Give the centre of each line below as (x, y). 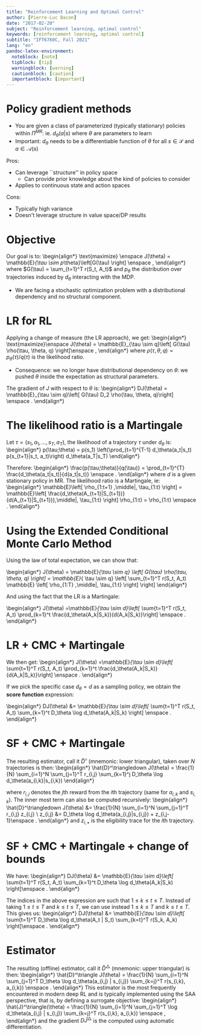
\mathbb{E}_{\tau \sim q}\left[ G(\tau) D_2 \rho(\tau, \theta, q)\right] (90, 394)
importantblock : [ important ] (48, 79)
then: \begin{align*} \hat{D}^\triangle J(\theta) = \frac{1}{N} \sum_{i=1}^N (97, 975)
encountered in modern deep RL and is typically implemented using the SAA (101, 994)
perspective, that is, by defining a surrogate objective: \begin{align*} (91, 1000)
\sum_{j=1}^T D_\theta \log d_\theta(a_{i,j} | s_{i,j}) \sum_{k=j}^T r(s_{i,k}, (96, 981)
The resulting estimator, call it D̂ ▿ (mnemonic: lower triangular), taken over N (101, 760)
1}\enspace (20, 821)
